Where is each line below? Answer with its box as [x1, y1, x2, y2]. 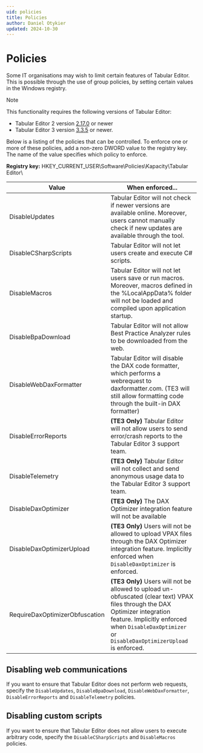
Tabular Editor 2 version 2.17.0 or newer [14, 120, 114, 127]
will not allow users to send [111, 424, 188, 433]
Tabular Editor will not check [111, 194, 192, 202]
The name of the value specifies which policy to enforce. [6, 151, 148, 158]
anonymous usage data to [111, 472, 184, 481]
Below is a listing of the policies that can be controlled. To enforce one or [6, 138, 188, 145]
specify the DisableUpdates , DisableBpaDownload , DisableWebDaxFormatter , [6, 687, 190, 694]
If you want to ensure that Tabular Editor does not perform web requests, [6, 680, 188, 688]
